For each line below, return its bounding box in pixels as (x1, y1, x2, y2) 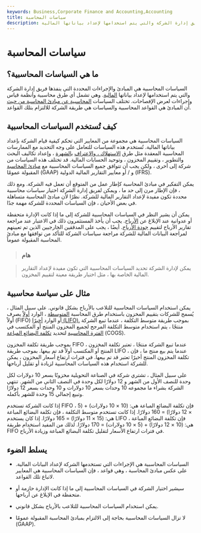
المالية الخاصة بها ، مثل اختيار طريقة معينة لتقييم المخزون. (21, 271, 150, 278)
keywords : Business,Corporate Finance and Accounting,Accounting (7, 8, 172, 15)
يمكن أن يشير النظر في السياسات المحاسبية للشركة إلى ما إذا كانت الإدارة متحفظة (7, 211, 190, 218)
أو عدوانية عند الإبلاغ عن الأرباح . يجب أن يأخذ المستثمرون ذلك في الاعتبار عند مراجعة (7, 217, 193, 224)
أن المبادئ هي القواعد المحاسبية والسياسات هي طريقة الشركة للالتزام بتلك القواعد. (7, 104, 191, 111)
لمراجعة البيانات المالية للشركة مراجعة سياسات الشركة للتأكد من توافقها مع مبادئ (7, 230, 187, 237)
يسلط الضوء (7, 445, 47, 455)
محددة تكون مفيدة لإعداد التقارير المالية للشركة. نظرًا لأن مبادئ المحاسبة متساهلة (7, 193, 187, 200)
